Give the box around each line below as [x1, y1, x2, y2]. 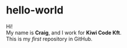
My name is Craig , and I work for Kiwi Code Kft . [6, 29, 122, 36]
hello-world [6, 4, 64, 17]
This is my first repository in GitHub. [6, 35, 93, 42]
